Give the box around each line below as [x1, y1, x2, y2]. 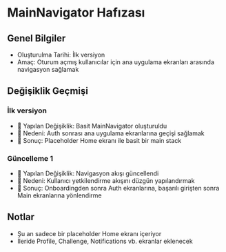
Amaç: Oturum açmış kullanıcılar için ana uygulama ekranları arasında [17, 58, 215, 66]
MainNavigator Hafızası [7, 5, 145, 21]
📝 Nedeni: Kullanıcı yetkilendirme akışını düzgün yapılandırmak [17, 176, 195, 184]
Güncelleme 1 [7, 153, 54, 163]
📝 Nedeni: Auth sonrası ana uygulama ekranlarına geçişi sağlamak [17, 129, 205, 137]
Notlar [7, 211, 35, 223]
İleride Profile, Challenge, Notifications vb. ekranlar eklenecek [17, 237, 193, 245]
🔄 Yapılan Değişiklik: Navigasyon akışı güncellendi [17, 169, 159, 177]
